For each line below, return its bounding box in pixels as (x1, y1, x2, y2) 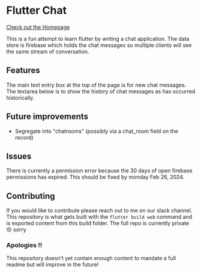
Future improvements (6, 112, 89, 122)
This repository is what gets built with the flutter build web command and (6, 213, 193, 221)
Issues (6, 151, 32, 161)
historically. (6, 94, 35, 101)
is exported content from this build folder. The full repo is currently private (6, 220, 190, 227)
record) (14, 133, 34, 141)
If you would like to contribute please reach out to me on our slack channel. (6, 207, 193, 214)
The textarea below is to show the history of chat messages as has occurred (6, 88, 196, 95)
